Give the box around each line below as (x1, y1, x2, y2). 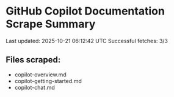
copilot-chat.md (14, 84, 56, 91)
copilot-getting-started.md (14, 77, 82, 84)
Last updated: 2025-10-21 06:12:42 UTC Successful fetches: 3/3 (5, 37, 169, 44)
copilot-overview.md (14, 71, 67, 78)
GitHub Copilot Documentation (5, 4, 165, 18)
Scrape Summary (5, 17, 96, 31)
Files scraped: (5, 55, 61, 65)
